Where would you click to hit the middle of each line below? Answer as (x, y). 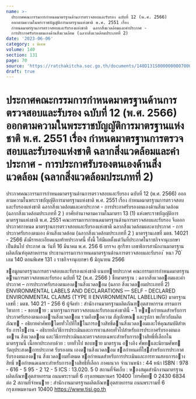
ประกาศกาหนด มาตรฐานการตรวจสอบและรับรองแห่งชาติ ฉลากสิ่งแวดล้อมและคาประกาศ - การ (94, 226)
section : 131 (22, 55)
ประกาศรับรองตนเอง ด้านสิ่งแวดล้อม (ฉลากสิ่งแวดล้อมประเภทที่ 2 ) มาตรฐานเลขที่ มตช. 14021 (97, 233)
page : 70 (17, 60)
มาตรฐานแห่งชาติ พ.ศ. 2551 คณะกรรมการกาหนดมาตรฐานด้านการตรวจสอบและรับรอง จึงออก (95, 220)
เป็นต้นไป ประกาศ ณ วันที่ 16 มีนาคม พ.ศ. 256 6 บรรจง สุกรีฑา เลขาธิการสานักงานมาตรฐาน (95, 246)
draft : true (20, 71)
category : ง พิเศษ (26, 44)
